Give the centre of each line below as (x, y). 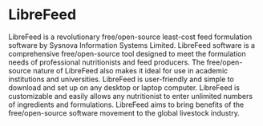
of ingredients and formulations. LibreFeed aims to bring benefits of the (126, 104)
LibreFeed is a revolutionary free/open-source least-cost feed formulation (130, 37)
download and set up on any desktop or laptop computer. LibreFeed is (124, 87)
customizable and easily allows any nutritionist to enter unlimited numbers (131, 96)
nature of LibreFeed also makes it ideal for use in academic (131, 70)
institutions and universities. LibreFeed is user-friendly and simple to (121, 79)
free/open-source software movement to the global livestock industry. (124, 112)
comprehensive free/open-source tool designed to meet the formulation (127, 53)
